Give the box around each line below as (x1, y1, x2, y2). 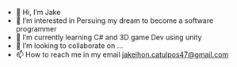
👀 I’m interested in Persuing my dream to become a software (15, 16, 214, 25)
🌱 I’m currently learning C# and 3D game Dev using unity (15, 32, 202, 42)
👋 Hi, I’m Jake (15, 8, 61, 17)
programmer (15, 24, 57, 33)
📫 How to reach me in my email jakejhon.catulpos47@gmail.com (15, 50, 229, 59)
